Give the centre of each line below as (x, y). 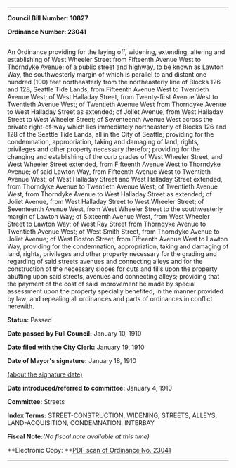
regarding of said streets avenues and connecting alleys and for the (105, 261)
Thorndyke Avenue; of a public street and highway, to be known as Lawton (116, 67)
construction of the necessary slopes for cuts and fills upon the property (112, 269)
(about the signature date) (45, 374)
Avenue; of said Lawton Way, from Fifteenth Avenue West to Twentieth (109, 172)
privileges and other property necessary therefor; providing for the (104, 149)
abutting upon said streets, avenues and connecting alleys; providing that (113, 276)
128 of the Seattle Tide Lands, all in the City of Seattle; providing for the (111, 134)
